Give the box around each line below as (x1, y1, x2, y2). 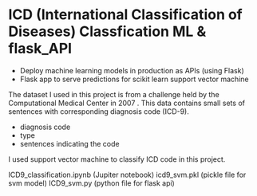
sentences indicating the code (19, 139, 120, 148)
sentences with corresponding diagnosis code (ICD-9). (8, 106, 190, 116)
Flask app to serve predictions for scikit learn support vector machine (19, 74, 249, 84)
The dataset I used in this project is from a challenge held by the (8, 89, 219, 99)
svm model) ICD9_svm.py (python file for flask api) (8, 178, 176, 188)
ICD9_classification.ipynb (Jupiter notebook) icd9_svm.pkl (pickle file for (8, 170, 247, 179)
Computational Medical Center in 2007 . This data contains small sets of (8, 98, 246, 108)
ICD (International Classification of (8, 6, 243, 24)
